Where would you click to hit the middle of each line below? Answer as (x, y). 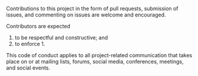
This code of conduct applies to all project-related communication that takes (99, 55)
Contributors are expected (38, 26)
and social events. (28, 68)
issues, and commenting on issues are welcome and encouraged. (86, 15)
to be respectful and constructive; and (61, 37)
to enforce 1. (30, 44)
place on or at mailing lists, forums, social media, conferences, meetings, (95, 62)
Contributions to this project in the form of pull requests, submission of (92, 9)
